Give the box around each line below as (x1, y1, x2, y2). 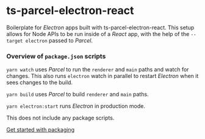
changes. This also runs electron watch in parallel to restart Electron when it (6, 73, 199, 80)
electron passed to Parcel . (25, 37, 93, 44)
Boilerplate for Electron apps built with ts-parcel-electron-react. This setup (6, 24, 195, 31)
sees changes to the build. (6, 79, 73, 86)
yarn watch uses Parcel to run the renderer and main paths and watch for (6, 66, 189, 73)
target (6, 38, 23, 44)
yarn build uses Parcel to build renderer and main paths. (6, 91, 149, 98)
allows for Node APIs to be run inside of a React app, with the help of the (6, 30, 190, 37)
